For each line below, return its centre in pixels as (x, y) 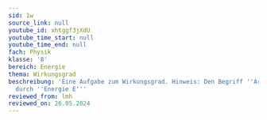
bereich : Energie (37, 67)
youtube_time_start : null (51, 37)
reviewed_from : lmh (41, 96)
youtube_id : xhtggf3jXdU (49, 30)
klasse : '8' (28, 60)
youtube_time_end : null (48, 45)
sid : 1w (21, 15)
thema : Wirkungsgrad (43, 74)
